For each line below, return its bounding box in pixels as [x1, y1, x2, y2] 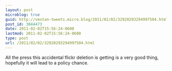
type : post [5, 36, 29, 41]
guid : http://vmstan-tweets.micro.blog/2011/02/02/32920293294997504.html [5, 17, 168, 22]
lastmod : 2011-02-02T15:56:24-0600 [5, 31, 81, 36]
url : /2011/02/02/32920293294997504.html [5, 41, 95, 46]
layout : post [5, 7, 33, 13]
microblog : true [5, 12, 40, 17]
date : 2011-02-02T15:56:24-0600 [5, 26, 74, 31]
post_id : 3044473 [5, 21, 42, 27]
